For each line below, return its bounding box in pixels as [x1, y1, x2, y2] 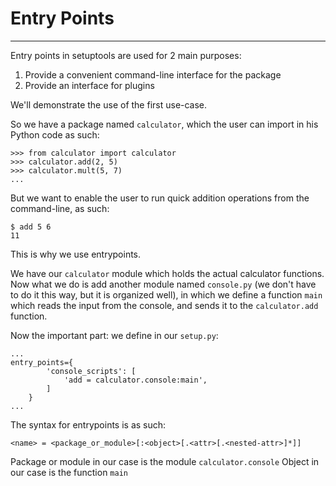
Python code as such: [10, 128, 100, 141]
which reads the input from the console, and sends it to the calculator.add [10, 299, 319, 311]
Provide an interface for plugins [24, 79, 155, 91]
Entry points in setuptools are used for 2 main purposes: [10, 49, 242, 61]
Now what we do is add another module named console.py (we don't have [10, 278, 317, 290]
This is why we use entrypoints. [10, 248, 142, 260]
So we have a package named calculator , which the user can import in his [10, 118, 319, 130]
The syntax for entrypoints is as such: [10, 418, 167, 431]
